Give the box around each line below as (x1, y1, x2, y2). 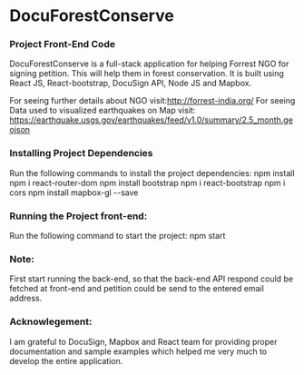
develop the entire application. (9, 355, 123, 366)
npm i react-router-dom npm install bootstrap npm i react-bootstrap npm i (9, 177, 286, 188)
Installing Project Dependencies (9, 147, 153, 160)
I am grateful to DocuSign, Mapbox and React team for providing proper (9, 336, 278, 347)
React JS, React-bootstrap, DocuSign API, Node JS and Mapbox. (9, 78, 252, 89)
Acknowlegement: (9, 315, 93, 328)
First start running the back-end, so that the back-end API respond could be (9, 273, 293, 284)
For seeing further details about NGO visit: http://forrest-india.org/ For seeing (9, 95, 296, 106)
